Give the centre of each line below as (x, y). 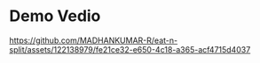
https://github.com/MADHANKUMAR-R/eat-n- (94, 40)
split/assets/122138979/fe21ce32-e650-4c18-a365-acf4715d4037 (130, 49)
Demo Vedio (55, 16)
